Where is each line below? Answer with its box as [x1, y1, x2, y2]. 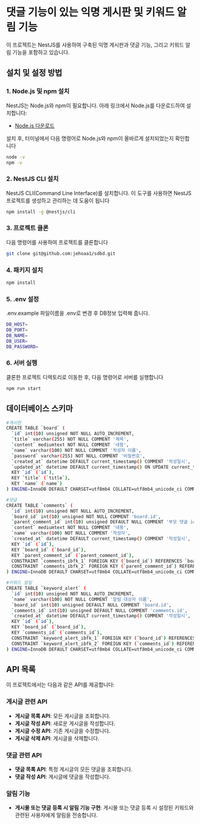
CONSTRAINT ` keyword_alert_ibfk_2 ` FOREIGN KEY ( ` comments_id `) [11, 640, 174, 647]
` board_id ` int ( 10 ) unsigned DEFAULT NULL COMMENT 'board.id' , [11, 602, 171, 608]
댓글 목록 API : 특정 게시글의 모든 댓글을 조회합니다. [14, 766, 133, 773]
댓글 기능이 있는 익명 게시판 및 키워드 [6, 5, 174, 19]
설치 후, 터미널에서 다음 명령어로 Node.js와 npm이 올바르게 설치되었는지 [6, 135, 174, 142]
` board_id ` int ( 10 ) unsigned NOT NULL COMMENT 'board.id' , [11, 513, 161, 519]
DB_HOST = [6, 321, 28, 328]
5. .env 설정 [6, 295, 39, 303]
